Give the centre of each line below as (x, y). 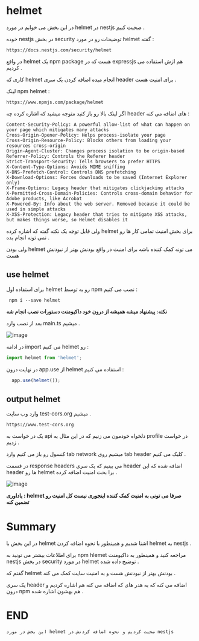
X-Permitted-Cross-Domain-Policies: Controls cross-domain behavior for (99, 193)
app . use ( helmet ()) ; (36, 380)
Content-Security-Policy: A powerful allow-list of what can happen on (98, 125)
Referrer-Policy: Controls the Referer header (66, 156)
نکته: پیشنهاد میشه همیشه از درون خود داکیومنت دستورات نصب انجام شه (87, 311)
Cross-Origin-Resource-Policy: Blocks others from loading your (89, 140)
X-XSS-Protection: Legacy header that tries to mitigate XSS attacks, (97, 214)
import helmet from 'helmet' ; (44, 357)
